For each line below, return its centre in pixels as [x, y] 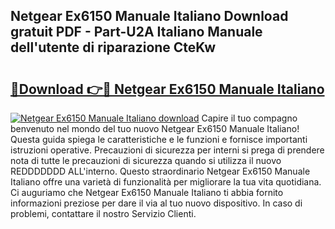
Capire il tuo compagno [249, 118]
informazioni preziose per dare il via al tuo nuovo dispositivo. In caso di [156, 203]
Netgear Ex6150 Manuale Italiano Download [149, 16]
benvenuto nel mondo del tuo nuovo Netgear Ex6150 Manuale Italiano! [155, 128]
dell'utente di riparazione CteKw [113, 47]
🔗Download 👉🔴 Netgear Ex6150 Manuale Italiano [167, 89]
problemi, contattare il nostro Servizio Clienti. [103, 213]
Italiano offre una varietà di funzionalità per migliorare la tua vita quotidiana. [166, 182]
